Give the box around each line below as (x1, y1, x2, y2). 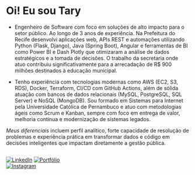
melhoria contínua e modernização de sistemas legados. (14, 115, 151, 122)
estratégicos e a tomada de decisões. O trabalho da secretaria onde (14, 54, 179, 61)
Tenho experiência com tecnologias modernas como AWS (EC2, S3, (14, 78, 178, 85)
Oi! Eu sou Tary (6, 4, 81, 18)
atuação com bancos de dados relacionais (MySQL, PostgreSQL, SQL (14, 91, 182, 98)
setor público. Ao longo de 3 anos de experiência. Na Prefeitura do (14, 29, 176, 36)
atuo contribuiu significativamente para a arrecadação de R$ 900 (14, 60, 172, 68)
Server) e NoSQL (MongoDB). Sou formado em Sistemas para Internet (14, 97, 184, 104)
